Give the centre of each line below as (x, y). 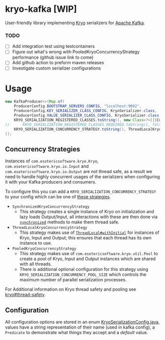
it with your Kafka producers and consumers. (51, 182)
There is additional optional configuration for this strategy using (84, 269)
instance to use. (36, 243)
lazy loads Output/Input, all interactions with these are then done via (89, 217)
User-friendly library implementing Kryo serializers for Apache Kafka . (75, 23)
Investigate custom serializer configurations (56, 68)
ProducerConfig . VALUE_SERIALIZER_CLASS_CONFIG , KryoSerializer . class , (88, 115)
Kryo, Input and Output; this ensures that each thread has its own (85, 238)
